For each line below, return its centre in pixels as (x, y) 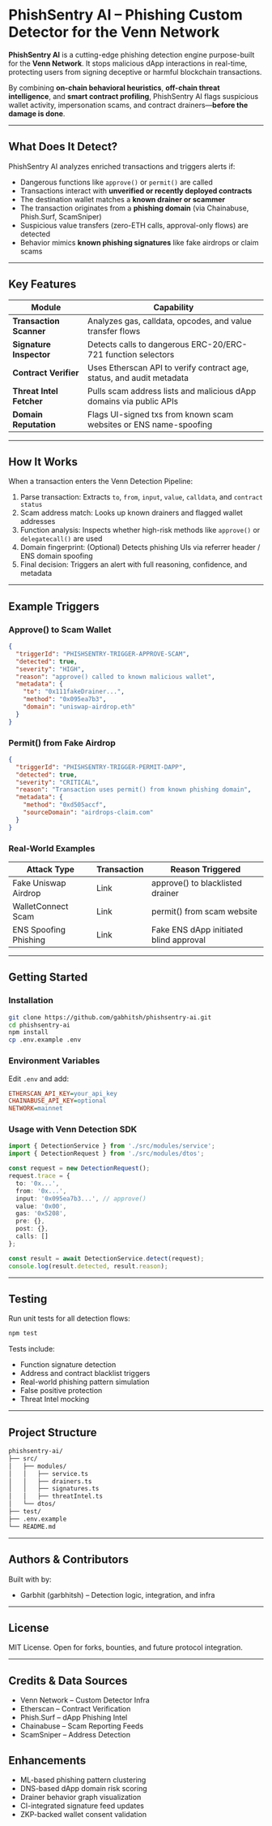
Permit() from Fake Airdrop (62, 742)
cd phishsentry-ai (39, 1025)
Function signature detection (68, 1365)
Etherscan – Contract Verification (75, 1709)
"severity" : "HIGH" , (50, 669)
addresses (38, 521)
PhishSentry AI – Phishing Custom (125, 15)
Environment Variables (54, 1061)
